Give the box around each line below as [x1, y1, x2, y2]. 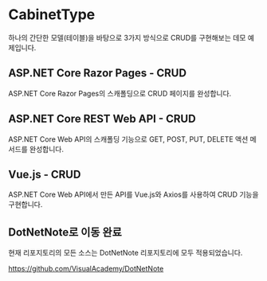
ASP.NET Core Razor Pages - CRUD [8, 66, 187, 80]
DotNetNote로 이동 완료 [8, 225, 122, 239]
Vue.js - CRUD [8, 167, 81, 181]
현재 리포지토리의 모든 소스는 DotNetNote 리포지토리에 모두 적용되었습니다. [8, 248, 243, 258]
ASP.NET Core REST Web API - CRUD [8, 112, 197, 126]
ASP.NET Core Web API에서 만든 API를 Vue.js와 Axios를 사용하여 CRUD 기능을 [8, 189, 259, 200]
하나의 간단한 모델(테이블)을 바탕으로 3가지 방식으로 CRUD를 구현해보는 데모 [8, 33, 246, 42]
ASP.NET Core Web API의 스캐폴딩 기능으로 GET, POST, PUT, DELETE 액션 [8, 134, 249, 144]
